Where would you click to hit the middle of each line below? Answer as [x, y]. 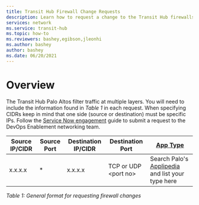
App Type [170, 145]
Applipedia [165, 166]
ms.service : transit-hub [37, 28]
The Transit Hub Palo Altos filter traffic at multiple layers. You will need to [95, 101]
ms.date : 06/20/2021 [32, 56]
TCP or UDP [125, 166]
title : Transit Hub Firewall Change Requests [63, 12]
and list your [167, 174]
